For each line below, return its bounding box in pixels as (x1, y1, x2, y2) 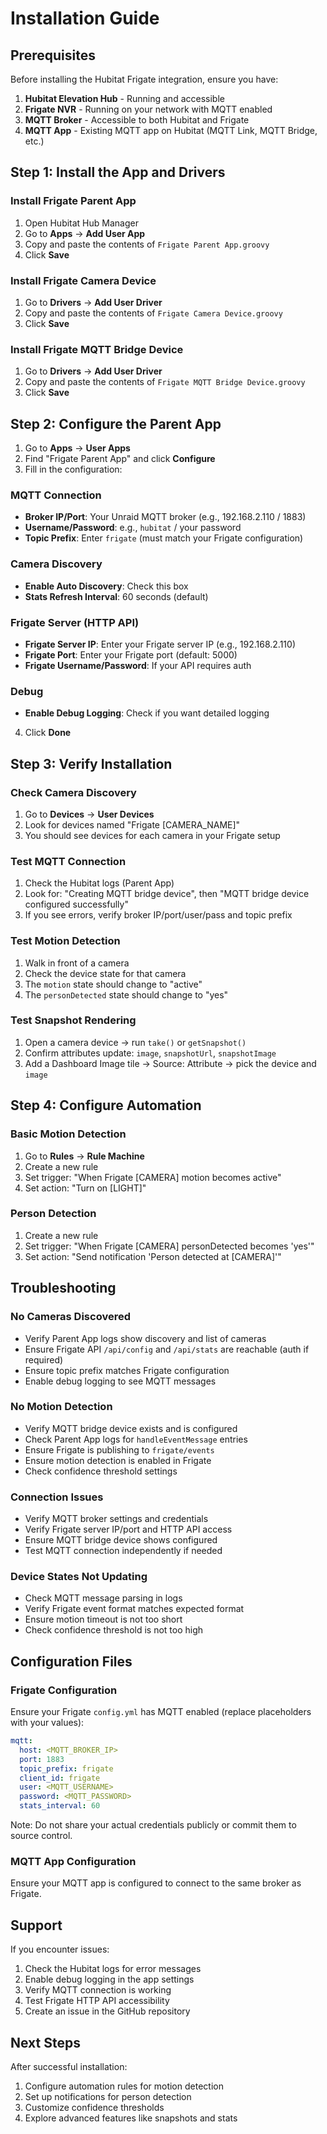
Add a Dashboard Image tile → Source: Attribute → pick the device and (24, 1057, 317, 1069)
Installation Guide (10, 7, 160, 30)
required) (24, 1353, 64, 1366)
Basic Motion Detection (10, 1127, 127, 1141)
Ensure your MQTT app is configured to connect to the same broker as (10, 1877, 302, 1889)
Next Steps (10, 2034, 81, 2051)
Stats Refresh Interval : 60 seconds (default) (24, 590, 209, 602)
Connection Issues (10, 1490, 104, 1504)
